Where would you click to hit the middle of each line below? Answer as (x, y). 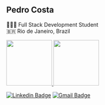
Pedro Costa (30, 10)
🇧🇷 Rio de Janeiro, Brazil (39, 31)
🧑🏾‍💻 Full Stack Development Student (52, 24)
